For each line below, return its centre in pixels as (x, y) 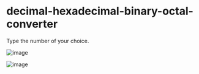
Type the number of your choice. (48, 41)
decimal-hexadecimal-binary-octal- (100, 11)
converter (32, 24)
